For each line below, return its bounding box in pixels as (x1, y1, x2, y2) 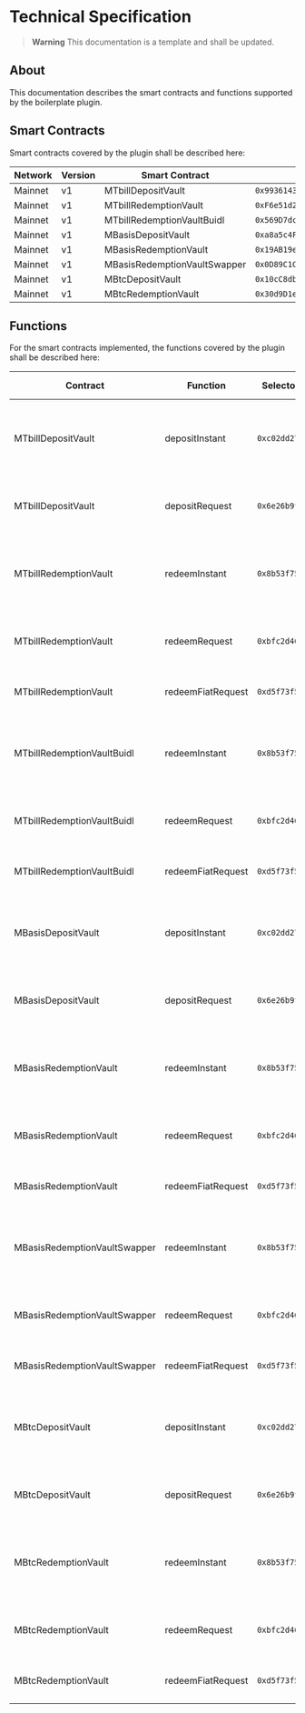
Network (14, 168, 53, 181)
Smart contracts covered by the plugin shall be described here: (9, 147, 246, 158)
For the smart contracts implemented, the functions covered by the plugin (9, 343, 286, 354)
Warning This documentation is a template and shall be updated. (31, 36, 275, 47)
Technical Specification (9, 6, 192, 27)
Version (61, 168, 96, 181)
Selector (261, 379, 300, 392)
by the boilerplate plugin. (9, 96, 103, 107)
